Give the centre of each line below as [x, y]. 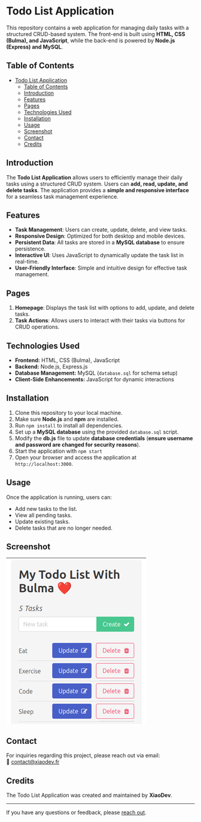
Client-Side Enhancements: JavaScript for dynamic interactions [95, 379]
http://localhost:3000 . [44, 464]
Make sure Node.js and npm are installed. [67, 419]
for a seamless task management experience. [62, 196]
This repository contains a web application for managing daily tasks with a [98, 28]
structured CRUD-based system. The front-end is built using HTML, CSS [96, 34]
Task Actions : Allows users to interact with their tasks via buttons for [100, 321]
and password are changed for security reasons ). [77, 444]
